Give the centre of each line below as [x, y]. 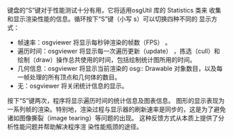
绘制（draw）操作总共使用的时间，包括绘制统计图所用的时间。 [106, 60]
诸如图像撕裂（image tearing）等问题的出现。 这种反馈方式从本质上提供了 [113, 118]
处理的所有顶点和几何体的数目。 [75, 77]
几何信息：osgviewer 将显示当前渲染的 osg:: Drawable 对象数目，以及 [117, 68]
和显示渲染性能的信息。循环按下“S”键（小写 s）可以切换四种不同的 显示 [109, 19]
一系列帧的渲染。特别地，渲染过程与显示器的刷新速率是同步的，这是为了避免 [116, 109]
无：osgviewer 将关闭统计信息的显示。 [72, 86]
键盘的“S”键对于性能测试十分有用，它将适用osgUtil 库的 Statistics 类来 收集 [114, 10]
